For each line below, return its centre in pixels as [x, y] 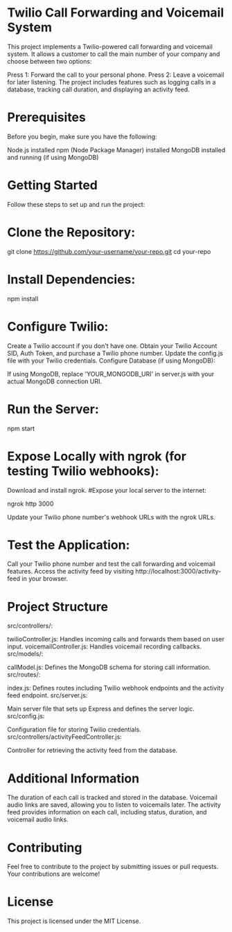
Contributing [45, 847]
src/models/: [25, 654]
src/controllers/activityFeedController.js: [65, 737]
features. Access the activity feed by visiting [71, 572]
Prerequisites [47, 117]
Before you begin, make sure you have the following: [82, 136]
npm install [23, 298]
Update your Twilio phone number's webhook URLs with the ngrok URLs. [111, 517]
